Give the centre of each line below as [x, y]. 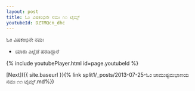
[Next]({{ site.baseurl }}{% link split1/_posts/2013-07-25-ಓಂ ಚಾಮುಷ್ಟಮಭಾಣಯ [98, 75]
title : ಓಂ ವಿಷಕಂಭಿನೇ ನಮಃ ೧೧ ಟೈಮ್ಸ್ [43, 17]
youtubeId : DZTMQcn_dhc [36, 23]
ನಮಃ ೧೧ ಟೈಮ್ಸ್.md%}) [30, 81]
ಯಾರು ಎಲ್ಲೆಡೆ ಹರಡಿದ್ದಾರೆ [37, 52]
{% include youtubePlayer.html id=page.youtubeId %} [72, 64]
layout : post [22, 12]
